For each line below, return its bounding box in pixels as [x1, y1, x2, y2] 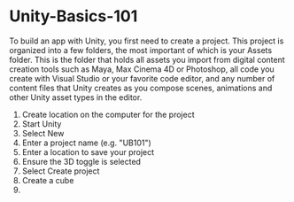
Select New [21, 128, 65, 138]
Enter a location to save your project [21, 146, 155, 157]
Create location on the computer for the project [21, 109, 195, 120]
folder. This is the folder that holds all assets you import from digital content [9, 54, 285, 65]
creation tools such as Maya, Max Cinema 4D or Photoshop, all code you [9, 64, 275, 74]
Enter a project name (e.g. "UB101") [21, 137, 152, 148]
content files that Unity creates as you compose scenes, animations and [9, 82, 273, 93]
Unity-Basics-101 [9, 6, 138, 27]
